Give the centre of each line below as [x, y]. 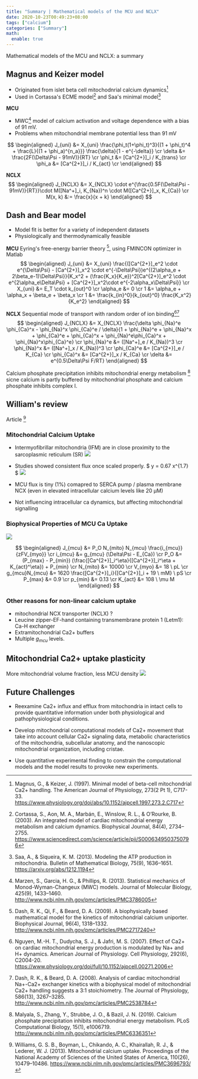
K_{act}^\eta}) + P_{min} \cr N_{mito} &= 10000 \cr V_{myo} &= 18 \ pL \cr [99, 566]
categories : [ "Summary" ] [37, 28]
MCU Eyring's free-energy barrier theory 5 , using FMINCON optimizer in [94, 247]
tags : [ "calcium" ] [29, 22]
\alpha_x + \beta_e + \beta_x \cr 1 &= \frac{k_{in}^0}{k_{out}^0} [83, 295]
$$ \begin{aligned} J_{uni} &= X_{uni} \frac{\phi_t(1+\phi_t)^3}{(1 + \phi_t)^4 [99, 145]
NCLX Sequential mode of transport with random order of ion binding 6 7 [93, 313]
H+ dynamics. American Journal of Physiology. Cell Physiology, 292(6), [101, 954]
